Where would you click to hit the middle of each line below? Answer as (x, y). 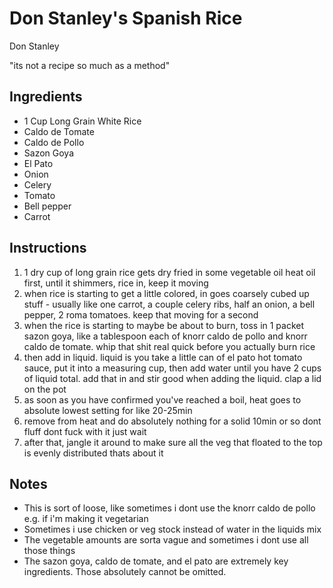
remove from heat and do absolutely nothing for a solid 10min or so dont (172, 421)
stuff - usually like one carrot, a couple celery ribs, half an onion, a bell (169, 304)
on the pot (45, 389)
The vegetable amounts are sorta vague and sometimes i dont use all (166, 540)
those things (49, 551)
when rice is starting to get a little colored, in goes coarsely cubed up (166, 293)
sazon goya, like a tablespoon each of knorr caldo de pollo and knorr (165, 336)
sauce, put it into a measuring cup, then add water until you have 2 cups (172, 368)
